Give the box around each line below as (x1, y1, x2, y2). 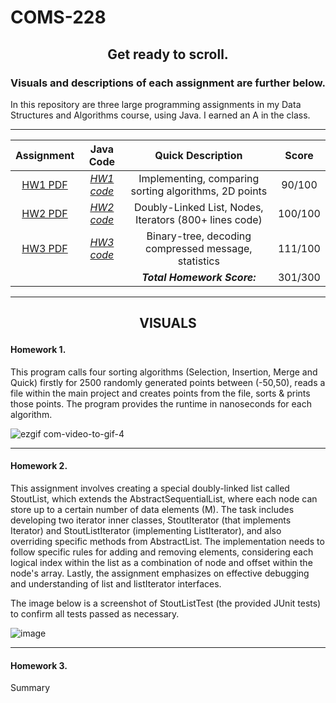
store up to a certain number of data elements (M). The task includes (10, 504, 295, 516)
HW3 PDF (21, 241, 68, 255)
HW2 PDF (21, 206, 68, 220)
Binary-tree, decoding (146, 229, 252, 243)
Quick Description (154, 148, 243, 162)
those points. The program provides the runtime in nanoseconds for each (10, 397, 313, 410)
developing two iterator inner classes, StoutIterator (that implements (10, 514, 292, 526)
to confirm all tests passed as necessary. (10, 608, 180, 620)
